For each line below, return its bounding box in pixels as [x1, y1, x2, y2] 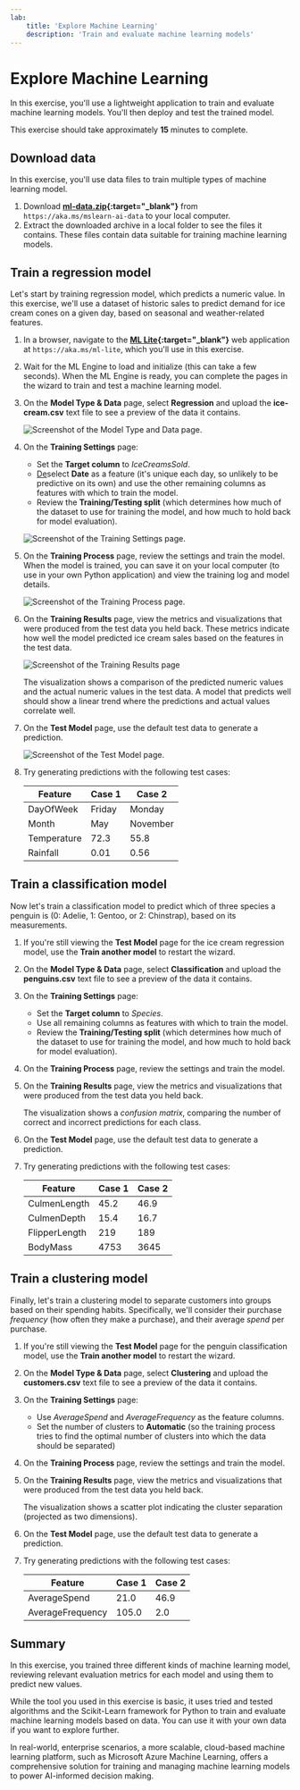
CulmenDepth [27, 1212, 86, 1224]
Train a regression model [10, 265, 152, 280]
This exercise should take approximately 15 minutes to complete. [10, 124, 248, 135]
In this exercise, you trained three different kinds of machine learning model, [10, 1660, 291, 1671]
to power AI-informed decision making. [10, 1770, 154, 1781]
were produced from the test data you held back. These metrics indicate [22, 623, 290, 634]
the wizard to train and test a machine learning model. [22, 380, 222, 391]
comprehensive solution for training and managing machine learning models [10, 1761, 291, 1772]
